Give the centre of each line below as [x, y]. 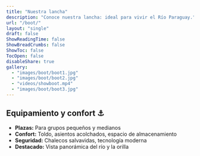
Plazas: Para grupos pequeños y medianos [68, 127]
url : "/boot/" [24, 23]
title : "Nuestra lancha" [37, 12]
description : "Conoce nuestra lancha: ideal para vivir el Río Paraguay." [101, 17]
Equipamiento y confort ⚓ [55, 113]
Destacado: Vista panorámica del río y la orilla [72, 146]
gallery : [17, 67]
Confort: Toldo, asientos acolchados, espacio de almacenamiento [96, 134]
